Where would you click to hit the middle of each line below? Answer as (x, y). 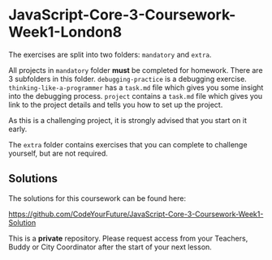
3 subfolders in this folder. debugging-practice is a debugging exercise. (128, 79)
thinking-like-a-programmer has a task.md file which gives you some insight (136, 87)
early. (18, 129)
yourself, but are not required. (58, 153)
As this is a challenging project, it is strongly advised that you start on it (128, 120)
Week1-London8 (65, 32)
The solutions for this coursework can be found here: (97, 198)
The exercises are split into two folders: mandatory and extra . (110, 54)
